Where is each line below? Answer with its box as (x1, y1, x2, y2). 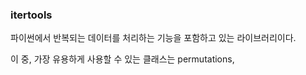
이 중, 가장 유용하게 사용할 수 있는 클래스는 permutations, (10, 53, 235, 65)
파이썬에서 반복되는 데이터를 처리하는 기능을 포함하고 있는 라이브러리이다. (10, 32, 297, 44)
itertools (10, 8, 53, 22)
